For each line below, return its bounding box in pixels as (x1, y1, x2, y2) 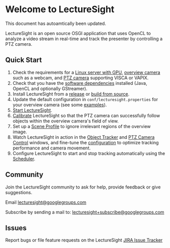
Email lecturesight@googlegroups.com (5, 199, 87, 205)
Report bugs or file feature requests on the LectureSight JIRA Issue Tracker (5, 237, 163, 243)
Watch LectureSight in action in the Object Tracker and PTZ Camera (12, 134, 155, 140)
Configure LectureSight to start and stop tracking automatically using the (12, 150, 165, 156)
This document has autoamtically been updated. (5, 20, 107, 26)
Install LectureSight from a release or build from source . (12, 90, 130, 97)
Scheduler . (12, 156, 36, 162)
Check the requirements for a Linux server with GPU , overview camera (12, 69, 161, 75)
